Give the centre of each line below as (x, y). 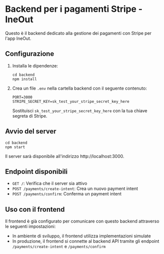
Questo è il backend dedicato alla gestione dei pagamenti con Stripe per (78, 33)
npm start (15, 147)
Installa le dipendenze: (35, 65)
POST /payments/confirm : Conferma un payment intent (67, 194)
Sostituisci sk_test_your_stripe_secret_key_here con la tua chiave (80, 111)
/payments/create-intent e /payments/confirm (59, 247)
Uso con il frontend (35, 209)
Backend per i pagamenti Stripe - (74, 9)
